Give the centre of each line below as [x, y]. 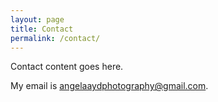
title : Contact [42, 29]
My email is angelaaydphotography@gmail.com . [109, 86]
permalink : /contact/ [55, 38]
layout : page [37, 19]
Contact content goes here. [67, 67]
